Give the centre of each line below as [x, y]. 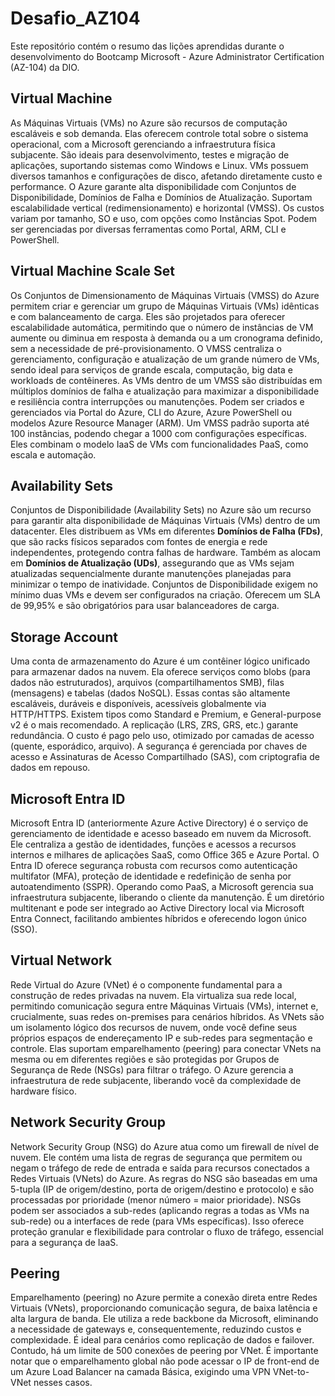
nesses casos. [63, 1383]
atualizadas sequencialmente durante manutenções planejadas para [151, 574]
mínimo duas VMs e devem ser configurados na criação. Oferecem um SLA [165, 595]
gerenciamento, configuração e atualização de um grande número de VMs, [165, 359]
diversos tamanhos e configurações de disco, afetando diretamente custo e [166, 176]
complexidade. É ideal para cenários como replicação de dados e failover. [162, 1340]
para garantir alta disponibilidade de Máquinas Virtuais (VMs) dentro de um [165, 521]
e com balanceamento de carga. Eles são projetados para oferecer [148, 316]
